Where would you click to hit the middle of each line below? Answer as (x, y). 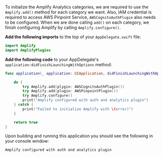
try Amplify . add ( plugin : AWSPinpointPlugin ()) (70, 91)
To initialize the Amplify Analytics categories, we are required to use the (77, 7)
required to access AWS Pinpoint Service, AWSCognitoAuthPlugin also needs (81, 17)
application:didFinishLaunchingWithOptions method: (58, 64)
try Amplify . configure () (48, 96)
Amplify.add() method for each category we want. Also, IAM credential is (78, 12)
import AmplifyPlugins (28, 50)
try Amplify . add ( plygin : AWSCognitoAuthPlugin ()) (73, 86)
